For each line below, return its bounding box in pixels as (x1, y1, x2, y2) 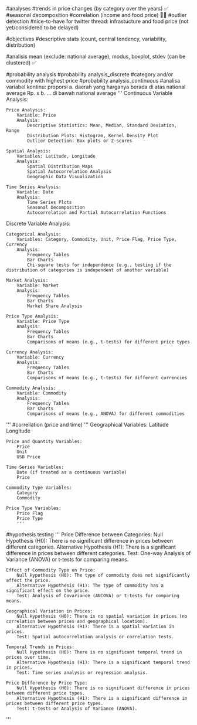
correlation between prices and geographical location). (6, 618, 148, 624)
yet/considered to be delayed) (6, 24, 79, 31)
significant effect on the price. (6, 588, 91, 594)
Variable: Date (16, 189, 54, 195)
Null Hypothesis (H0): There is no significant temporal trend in (16, 649, 182, 655)
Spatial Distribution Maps (27, 164, 93, 169)
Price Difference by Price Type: (6, 680, 88, 686)
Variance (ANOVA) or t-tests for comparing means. (6, 556, 129, 563)
